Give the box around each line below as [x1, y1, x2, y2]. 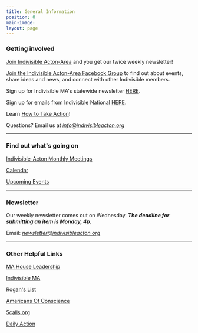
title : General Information [6, 8, 75, 15]
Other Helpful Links [6, 250, 63, 258]
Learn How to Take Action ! [6, 110, 71, 117]
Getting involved [6, 45, 55, 53]
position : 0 [6, 14, 35, 20]
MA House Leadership [6, 263, 61, 270]
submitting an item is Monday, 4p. [6, 218, 92, 225]
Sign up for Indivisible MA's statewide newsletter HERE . [6, 87, 141, 94]
